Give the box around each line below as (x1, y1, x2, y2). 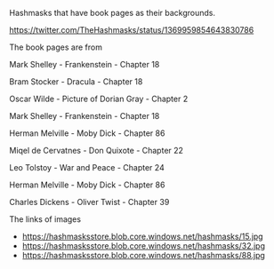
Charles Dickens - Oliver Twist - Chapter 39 (9, 197, 170, 207)
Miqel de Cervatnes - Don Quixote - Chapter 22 (9, 146, 184, 155)
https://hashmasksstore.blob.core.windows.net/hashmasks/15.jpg (21, 231, 264, 241)
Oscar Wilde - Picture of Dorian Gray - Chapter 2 (9, 93, 189, 104)
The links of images (9, 214, 82, 225)
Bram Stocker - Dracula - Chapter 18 (9, 76, 143, 87)
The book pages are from (9, 42, 102, 52)
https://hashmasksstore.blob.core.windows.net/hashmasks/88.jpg (21, 250, 265, 260)
